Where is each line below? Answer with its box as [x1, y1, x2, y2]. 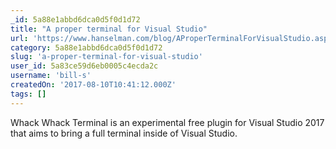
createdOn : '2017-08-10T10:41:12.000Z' [10, 80, 177, 90]
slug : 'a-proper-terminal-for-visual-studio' [10, 52, 203, 62]
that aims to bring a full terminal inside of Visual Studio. [10, 127, 238, 139]
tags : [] [10, 89, 47, 99]
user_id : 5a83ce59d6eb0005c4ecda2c [10, 61, 159, 71]
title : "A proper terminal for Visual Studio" [10, 24, 208, 34]
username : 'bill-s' [10, 71, 92, 81]
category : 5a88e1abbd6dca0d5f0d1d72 [10, 42, 163, 53]
